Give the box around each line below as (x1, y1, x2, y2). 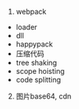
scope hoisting (15, 67, 65, 75)
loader (15, 22, 38, 31)
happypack (15, 39, 53, 49)
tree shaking (15, 58, 57, 67)
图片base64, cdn (15, 91, 72, 101)
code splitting (15, 75, 61, 84)
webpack (15, 7, 46, 16)
